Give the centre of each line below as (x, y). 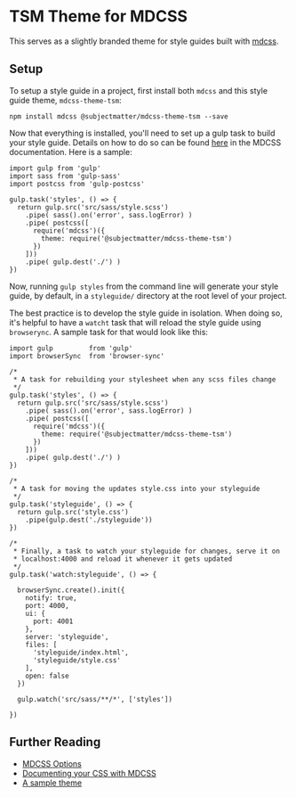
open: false (47, 676)
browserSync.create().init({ (71, 590)
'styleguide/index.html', (80, 653)
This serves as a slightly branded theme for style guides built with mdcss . (144, 41)
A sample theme (52, 783)
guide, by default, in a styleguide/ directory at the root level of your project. (148, 295)
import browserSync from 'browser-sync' (87, 356)
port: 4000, (47, 605)
